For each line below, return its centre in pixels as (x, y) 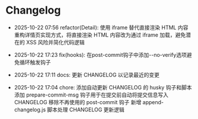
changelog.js (30, 110)
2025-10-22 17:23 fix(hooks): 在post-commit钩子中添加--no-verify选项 (100, 54)
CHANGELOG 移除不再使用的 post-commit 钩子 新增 (78, 102)
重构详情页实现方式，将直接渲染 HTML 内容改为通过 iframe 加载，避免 (100, 35)
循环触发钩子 (35, 62)
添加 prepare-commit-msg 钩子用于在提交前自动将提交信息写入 (91, 95)
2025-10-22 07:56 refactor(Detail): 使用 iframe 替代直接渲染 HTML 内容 (101, 27)
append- (153, 102)
